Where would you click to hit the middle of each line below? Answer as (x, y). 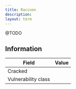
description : (19, 14)
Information (24, 48)
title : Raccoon (21, 10)
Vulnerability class (29, 79)
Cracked (18, 71)
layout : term (19, 19)
